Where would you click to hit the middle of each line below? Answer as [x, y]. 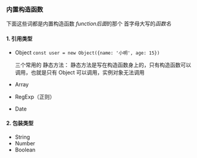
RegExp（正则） [35, 97]
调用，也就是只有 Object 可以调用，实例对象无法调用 [80, 72]
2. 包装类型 [20, 123]
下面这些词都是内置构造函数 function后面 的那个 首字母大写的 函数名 [89, 24]
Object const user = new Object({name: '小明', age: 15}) [87, 52]
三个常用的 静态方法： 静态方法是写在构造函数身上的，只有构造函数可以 [103, 65]
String [22, 137]
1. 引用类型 [19, 38]
